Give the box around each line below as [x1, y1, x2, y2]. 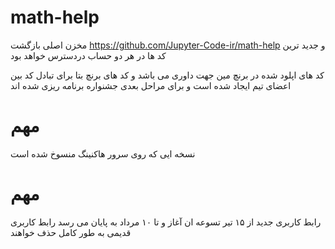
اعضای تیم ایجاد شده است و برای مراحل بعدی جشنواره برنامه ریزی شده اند [10, 79, 292, 91]
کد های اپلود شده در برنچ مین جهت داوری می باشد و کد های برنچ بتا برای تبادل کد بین [10, 69, 325, 81]
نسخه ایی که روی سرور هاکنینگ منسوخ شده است [10, 147, 196, 160]
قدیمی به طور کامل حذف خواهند [10, 226, 132, 238]
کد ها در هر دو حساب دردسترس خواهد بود [10, 49, 167, 61]
